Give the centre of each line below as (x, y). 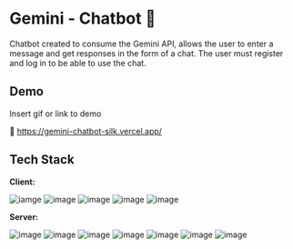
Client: (22, 182)
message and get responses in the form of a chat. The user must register (146, 53)
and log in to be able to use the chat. (78, 63)
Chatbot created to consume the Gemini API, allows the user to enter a (141, 44)
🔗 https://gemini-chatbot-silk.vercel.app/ (86, 131)
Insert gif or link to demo (56, 114)
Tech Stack (42, 159)
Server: (24, 216)
